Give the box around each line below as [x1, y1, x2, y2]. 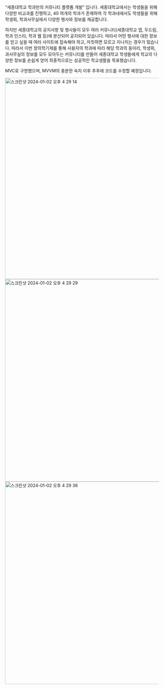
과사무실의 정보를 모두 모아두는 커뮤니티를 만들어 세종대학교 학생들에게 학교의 [5, 51, 153, 57]
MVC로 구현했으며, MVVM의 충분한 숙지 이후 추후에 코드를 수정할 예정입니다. [5, 68, 152, 73]
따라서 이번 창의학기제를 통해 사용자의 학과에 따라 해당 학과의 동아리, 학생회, [11, 45, 156, 51]
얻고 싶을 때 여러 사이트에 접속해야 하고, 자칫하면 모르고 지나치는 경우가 [10, 39, 145, 45]
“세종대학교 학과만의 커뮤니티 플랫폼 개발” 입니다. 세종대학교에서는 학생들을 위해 [5, 4, 158, 10]
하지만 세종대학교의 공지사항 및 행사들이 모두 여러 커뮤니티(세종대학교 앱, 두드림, [5, 27, 158, 33]
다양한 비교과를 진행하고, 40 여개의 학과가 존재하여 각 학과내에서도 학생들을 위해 [5, 10, 158, 16]
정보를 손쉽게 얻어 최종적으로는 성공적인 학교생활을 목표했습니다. [14, 58, 137, 63]
